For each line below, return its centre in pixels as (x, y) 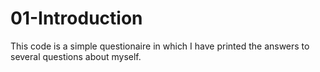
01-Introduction (76, 18)
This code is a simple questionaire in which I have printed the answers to (160, 46)
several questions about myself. (76, 56)
